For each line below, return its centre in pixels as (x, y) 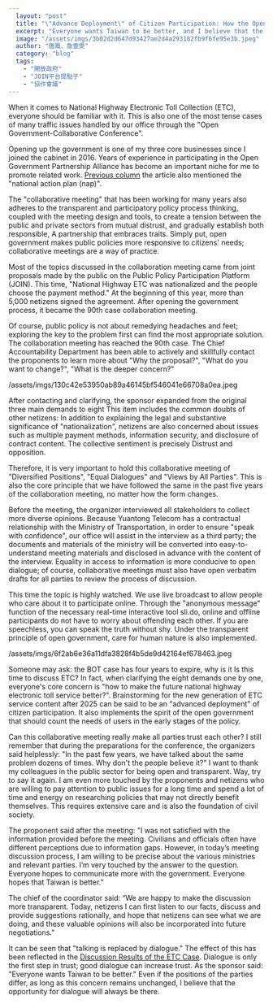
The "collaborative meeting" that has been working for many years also (128, 199)
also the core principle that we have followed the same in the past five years (136, 485)
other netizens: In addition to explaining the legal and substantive (117, 417)
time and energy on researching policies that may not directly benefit (124, 797)
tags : (25, 62)
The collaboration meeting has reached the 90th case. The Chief (117, 343)
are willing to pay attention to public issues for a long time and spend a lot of (136, 789)
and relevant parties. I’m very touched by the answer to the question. (124, 865)
